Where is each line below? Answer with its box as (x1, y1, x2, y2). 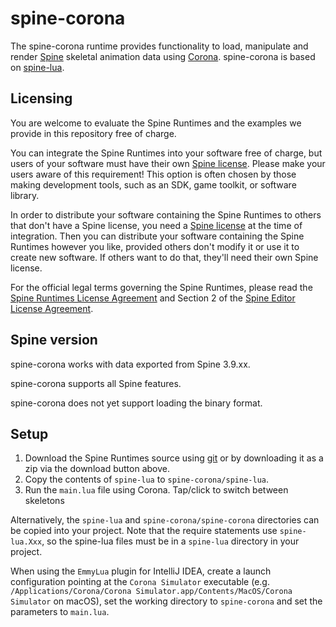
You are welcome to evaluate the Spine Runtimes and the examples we (10, 117, 302, 129)
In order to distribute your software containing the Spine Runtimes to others (10, 208, 322, 221)
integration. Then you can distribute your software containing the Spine (10, 230, 305, 242)
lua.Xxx (10, 537, 43, 547)
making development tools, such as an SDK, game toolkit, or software (10, 178, 297, 191)
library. (10, 189, 40, 201)
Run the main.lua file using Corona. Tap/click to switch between (24, 484, 289, 496)
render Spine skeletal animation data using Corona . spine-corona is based (10, 50, 316, 62)
